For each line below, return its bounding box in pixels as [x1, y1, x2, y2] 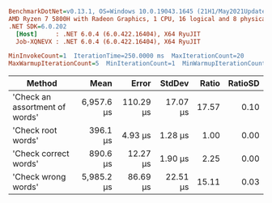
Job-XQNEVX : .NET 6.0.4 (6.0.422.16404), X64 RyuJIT [15, 37, 201, 45]
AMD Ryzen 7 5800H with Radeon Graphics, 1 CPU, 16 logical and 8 [8, 15, 237, 23]
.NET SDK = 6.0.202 [8, 22, 67, 31]
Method [26, 78, 58, 89]
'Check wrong [12, 171, 66, 183]
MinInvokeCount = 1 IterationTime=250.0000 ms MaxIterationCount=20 [8, 52, 244, 61]
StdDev [159, 78, 189, 89]
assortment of [12, 102, 66, 113]
